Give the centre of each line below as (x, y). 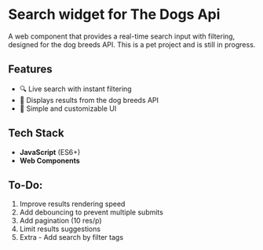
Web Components (49, 160)
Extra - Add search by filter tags (71, 237)
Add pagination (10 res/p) (60, 221)
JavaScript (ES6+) (50, 152)
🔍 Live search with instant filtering (75, 89)
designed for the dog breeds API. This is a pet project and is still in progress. (132, 44)
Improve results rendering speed (72, 204)
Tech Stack (36, 133)
